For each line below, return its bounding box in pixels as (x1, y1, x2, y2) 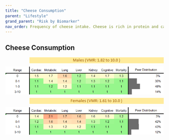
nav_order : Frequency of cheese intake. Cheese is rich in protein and (5, 24, 158, 29)
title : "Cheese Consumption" (5, 8, 66, 13)
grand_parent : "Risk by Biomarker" (5, 19, 80, 24)
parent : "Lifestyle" (5, 13, 49, 19)
